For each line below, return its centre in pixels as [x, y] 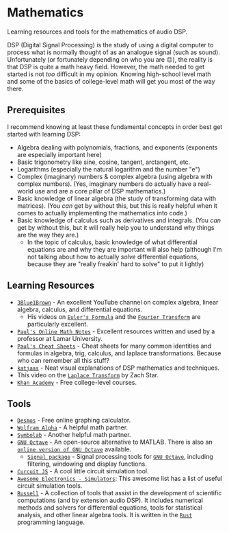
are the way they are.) [48, 235]
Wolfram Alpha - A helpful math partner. [72, 427]
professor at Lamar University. [59, 338]
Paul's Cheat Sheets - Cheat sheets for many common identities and [114, 346]
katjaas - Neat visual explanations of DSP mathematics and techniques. [118, 368]
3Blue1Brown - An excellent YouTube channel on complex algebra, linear [118, 302]
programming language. [51, 522]
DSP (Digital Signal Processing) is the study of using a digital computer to [110, 45]
